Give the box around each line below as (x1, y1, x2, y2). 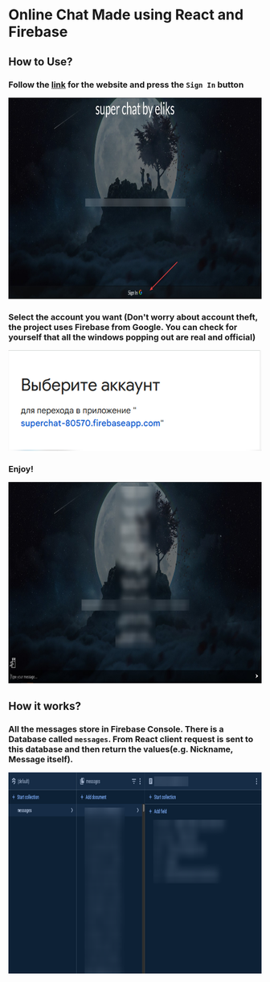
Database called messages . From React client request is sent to (8, 733, 254, 745)
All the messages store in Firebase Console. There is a (8, 723, 224, 734)
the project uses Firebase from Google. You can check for (8, 321, 238, 332)
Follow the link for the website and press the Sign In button (8, 79, 244, 90)
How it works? (8, 699, 82, 713)
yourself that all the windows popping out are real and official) (8, 332, 256, 343)
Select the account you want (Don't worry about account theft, (8, 312, 259, 323)
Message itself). (8, 753, 74, 765)
